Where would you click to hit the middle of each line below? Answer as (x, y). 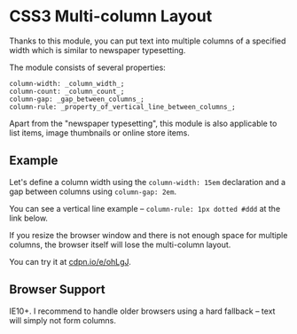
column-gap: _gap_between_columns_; (77, 99)
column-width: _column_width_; (67, 83)
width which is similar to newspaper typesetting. (98, 50)
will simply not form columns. (63, 320)
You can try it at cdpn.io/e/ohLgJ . (70, 261)
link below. (29, 218)
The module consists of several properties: (87, 67)
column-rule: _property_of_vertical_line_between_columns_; (123, 107)
